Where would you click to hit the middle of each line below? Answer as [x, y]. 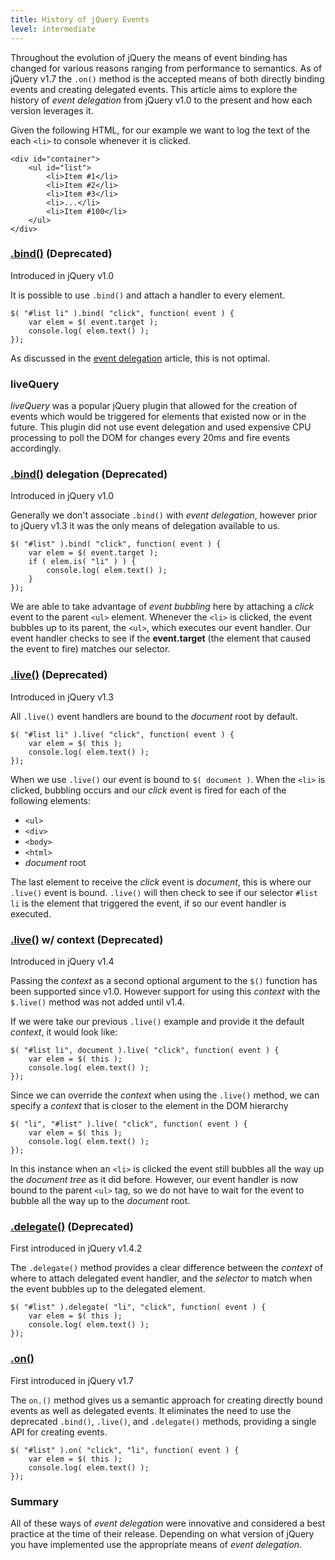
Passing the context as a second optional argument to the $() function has [164, 980]
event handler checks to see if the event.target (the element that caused [161, 638]
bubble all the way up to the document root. [100, 1200]
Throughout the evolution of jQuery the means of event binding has [149, 57]
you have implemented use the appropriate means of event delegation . [156, 1544]
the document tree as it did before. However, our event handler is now [154, 1179]
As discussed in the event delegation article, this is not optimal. [140, 358]
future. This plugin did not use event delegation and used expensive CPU [161, 427]
